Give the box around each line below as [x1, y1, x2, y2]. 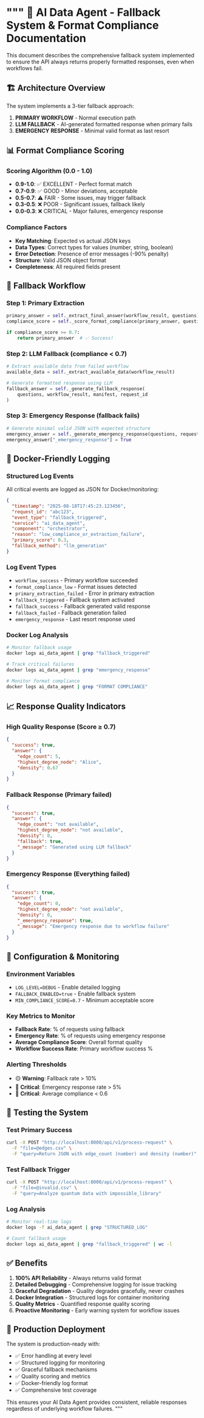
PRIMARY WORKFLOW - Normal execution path [15, 114, 136, 121]
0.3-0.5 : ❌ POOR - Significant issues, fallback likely [15, 201, 145, 208]
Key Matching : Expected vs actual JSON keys [15, 237, 131, 244]
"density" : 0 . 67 [17, 764, 59, 771]
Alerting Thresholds [6, 1060, 67, 1069]
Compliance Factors [6, 223, 67, 232]
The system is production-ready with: [6, 1341, 100, 1348]
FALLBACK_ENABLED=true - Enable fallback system [15, 990, 136, 997]
